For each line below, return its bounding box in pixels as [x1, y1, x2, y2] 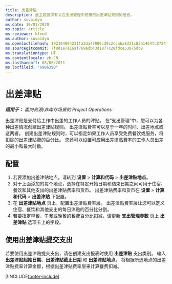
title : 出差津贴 [5, 7, 37, 13]
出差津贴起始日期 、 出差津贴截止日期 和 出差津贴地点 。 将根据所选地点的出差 [5, 256, 166, 262]
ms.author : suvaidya [5, 36, 50, 42]
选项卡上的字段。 [27, 219, 64, 225]
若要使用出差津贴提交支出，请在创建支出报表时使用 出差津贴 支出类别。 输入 [5, 250, 166, 256]
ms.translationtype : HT [5, 50, 56, 55]
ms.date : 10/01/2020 [5, 22, 50, 27]
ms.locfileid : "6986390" [5, 65, 58, 70]
